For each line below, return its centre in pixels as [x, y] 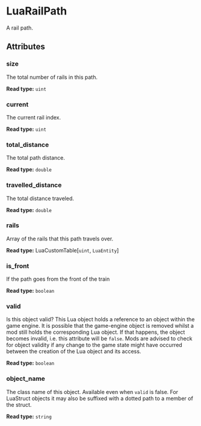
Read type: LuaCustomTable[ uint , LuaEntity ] [63, 250]
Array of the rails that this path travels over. [60, 239]
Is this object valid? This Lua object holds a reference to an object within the [100, 319]
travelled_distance [34, 185]
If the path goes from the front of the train [58, 279]
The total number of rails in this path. [52, 77]
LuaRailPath [37, 11]
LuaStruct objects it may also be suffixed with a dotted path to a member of [100, 398]
